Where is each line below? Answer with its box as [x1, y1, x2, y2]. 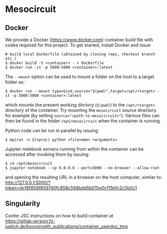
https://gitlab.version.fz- [5, 218, 55, 224]
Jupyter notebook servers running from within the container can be [5, 146, 144, 152]
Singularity [5, 199, 40, 208]
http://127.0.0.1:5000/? [5, 179, 51, 185]
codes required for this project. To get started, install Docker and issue [5, 42, 151, 48]
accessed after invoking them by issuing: [5, 151, 90, 157]
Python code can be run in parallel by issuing [5, 128, 98, 133]
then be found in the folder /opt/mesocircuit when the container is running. [5, 118, 161, 124]
